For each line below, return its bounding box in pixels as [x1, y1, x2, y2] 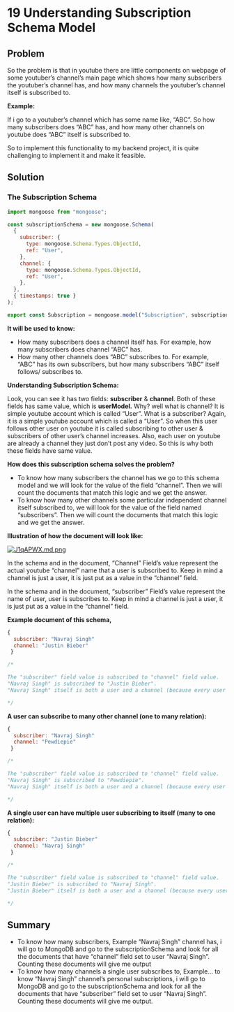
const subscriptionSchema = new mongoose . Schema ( [7, 221, 155, 228]
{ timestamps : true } [13, 292, 77, 300]
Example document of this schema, [7, 615, 112, 623]
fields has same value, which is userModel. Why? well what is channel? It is [7, 402, 225, 410]
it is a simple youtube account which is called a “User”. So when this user [7, 417, 218, 425]
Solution [7, 171, 45, 183]
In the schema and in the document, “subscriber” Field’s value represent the [7, 587, 226, 595]
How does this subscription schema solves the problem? [7, 460, 175, 468]
